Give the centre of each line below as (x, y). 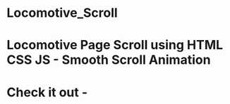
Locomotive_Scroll (62, 13)
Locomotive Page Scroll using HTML (115, 45)
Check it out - (47, 92)
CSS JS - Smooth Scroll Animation (109, 60)
